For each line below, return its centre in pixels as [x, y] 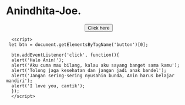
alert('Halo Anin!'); [38, 60]
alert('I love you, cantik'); [48, 86]
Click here [99, 28]
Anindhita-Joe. [44, 11]
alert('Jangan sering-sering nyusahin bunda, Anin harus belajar [93, 76]
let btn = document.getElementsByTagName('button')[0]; [78, 45]
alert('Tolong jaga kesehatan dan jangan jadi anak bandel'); [89, 70]
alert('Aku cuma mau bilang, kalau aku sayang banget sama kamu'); [96, 65]
